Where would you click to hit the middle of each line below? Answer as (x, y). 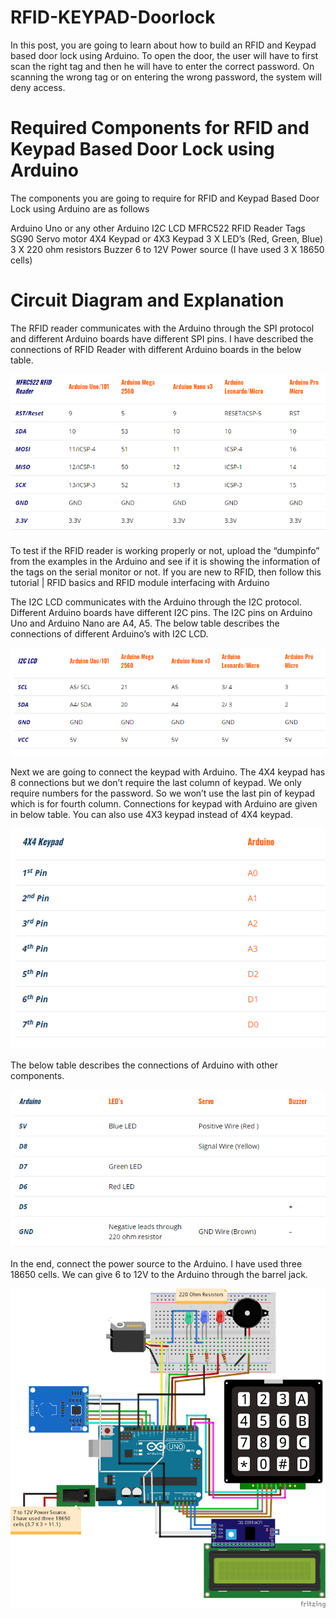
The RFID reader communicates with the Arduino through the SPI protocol (162, 328)
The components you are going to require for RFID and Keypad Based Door (165, 198)
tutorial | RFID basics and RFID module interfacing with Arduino (140, 583)
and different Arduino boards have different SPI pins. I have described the (162, 338)
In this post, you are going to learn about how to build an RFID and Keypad (163, 45)
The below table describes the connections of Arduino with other (144, 1065)
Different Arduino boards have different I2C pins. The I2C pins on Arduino (161, 613)
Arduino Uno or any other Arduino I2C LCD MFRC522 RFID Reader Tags (158, 228)
